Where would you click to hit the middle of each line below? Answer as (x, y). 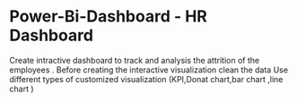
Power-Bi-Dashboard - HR (109, 17)
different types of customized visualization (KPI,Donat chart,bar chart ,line (146, 79)
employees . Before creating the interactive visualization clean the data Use (149, 70)
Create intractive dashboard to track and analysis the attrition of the (135, 60)
